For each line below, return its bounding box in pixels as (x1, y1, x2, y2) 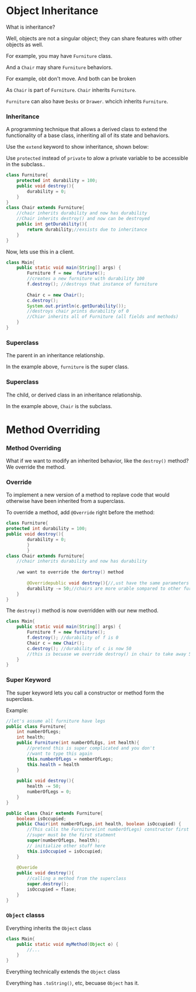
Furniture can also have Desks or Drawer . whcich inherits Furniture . (6, 98, 168, 105)
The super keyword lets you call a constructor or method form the (6, 689, 164, 696)
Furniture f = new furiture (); (27, 271, 106, 276)
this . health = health (27, 761, 80, 768)
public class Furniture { (6, 723, 66, 730)
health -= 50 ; (27, 784, 61, 789)
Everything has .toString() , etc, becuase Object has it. (6, 980, 139, 987)
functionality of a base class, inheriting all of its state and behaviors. (6, 132, 170, 139)
